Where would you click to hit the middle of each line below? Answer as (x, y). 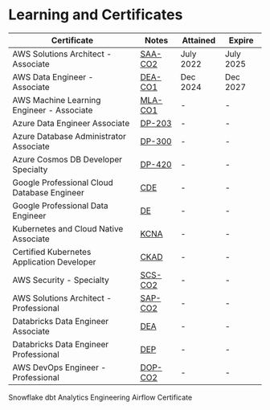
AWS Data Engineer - (53, 76)
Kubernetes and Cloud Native (68, 228)
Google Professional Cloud (63, 182)
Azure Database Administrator (69, 136)
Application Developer (54, 261)
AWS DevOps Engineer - (59, 367)
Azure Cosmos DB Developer (67, 159)
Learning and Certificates (96, 15)
